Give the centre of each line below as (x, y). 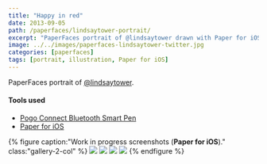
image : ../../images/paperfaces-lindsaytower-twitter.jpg (106, 45)
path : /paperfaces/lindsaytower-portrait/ (79, 30)
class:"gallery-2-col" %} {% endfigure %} (97, 151)
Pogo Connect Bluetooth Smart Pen (78, 118)
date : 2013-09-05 (37, 23)
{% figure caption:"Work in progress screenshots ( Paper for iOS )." (117, 142)
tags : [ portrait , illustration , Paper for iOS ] (89, 60)
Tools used (27, 101)
